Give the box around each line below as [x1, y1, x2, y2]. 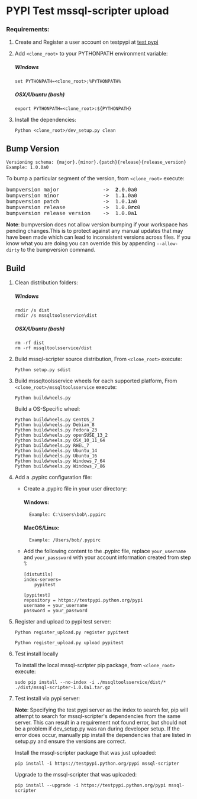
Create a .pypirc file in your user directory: [23, 485, 127, 492]
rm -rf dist [14, 340, 44, 346]
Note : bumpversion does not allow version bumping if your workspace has [6, 221, 188, 228]
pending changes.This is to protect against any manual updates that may [6, 228, 183, 235]
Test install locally [14, 650, 59, 657]
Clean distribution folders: [14, 279, 78, 286]
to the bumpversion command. [20, 246, 96, 254]
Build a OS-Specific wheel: [14, 405, 80, 412]
